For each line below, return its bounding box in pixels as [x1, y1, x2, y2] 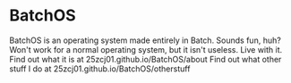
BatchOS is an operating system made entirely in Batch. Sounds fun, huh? [9, 35, 282, 46]
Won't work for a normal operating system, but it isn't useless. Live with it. [9, 44, 283, 54]
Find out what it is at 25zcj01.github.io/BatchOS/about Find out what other [9, 54, 282, 64]
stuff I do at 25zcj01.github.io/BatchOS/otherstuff [9, 63, 191, 74]
